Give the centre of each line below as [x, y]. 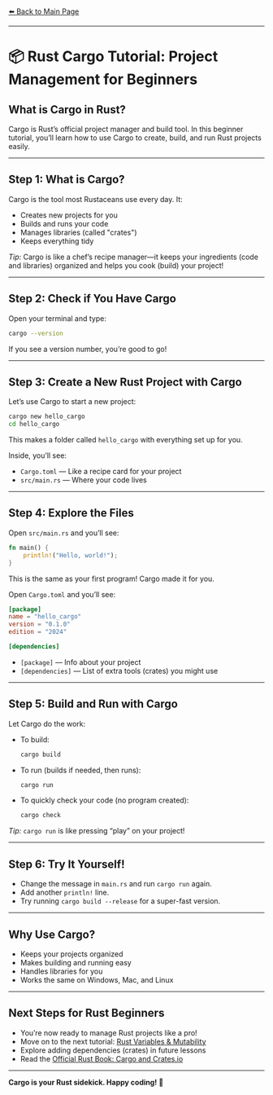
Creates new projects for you [69, 215]
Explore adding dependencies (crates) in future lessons [113, 1050]
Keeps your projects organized [71, 954]
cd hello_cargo [34, 424]
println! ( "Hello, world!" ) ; [70, 555]
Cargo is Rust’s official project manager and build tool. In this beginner [126, 129]
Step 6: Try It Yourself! [67, 864]
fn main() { [28, 547]
